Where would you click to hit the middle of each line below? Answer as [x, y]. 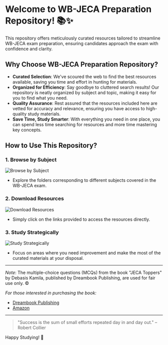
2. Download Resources [34, 199]
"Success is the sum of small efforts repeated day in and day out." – [87, 322]
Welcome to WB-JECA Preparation [78, 9]
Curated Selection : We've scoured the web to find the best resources [84, 77]
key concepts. [27, 130]
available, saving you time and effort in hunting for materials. [75, 82]
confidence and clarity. [29, 49]
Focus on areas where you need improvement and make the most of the [86, 253]
